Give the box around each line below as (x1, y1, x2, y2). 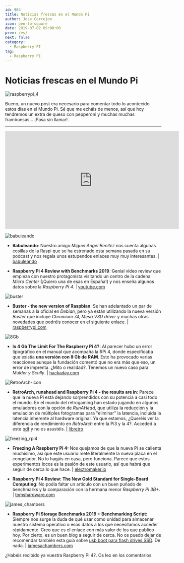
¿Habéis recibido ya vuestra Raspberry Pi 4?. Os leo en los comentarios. (5, 552, 153, 559)
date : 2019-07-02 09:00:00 (5, 26, 61, 31)
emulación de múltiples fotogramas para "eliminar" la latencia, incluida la (12, 410, 161, 416)
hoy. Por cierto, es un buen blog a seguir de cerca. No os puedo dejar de (12, 532, 161, 538)
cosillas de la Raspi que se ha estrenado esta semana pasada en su (12, 248, 150, 254)
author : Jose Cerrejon (5, 16, 52, 21)
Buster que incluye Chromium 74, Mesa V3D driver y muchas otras (12, 314, 149, 320)
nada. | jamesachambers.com (12, 543, 73, 549)
